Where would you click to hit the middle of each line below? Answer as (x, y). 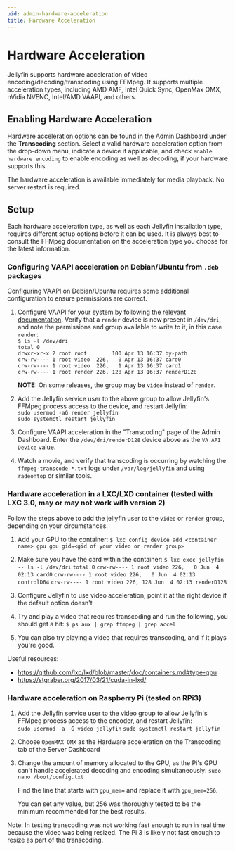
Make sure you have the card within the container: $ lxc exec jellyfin (121, 559)
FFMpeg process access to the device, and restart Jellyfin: (102, 406)
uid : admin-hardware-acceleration (58, 14)
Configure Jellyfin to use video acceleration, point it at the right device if (122, 595)
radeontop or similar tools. (55, 476)
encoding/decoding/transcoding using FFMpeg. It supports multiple (105, 82)
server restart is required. (44, 187)
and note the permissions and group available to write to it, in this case (120, 327)
